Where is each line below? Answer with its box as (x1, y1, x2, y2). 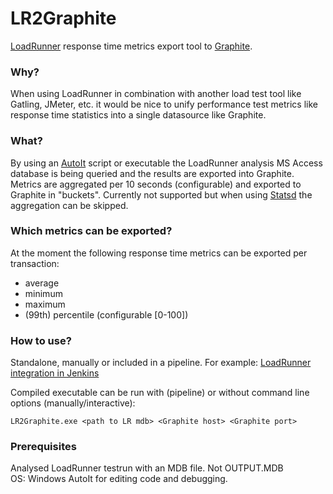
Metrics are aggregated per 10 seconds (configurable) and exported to (10, 178, 302, 190)
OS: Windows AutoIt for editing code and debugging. (10, 473, 228, 485)
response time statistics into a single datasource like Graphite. (10, 109, 267, 121)
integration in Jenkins (10, 367, 100, 379)
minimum (24, 287, 63, 299)
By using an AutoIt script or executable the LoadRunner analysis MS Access (10, 157, 323, 169)
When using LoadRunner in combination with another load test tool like (10, 88, 302, 100)
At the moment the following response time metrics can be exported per (10, 247, 308, 259)
